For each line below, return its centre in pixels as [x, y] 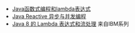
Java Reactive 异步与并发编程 [49, 16]
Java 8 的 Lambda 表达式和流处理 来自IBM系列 [71, 24]
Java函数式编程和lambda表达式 [51, 9]
